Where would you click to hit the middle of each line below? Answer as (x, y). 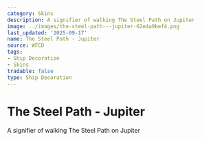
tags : (15, 52)
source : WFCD (26, 45)
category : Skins (30, 13)
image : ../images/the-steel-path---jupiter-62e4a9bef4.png (93, 26)
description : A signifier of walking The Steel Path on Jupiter (101, 20)
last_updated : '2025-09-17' (47, 33)
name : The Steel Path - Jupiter (53, 39)
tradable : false (30, 71)
